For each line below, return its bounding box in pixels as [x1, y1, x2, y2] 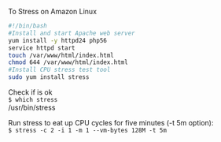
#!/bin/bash [8, 22, 47, 30]
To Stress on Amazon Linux [8, 7, 97, 16]
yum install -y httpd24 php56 [8, 36, 108, 44]
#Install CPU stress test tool [8, 66, 111, 74]
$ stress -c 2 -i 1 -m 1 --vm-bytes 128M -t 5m [8, 126, 168, 134]
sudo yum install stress [8, 73, 90, 81]
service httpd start [8, 43, 76, 52]
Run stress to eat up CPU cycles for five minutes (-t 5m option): [8, 118, 214, 127]
